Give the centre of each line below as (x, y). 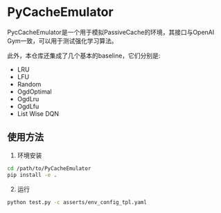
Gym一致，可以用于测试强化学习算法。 (62, 41)
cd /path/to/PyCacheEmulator (49, 168)
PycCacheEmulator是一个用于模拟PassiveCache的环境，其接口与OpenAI (111, 32)
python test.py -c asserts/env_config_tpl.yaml (77, 202)
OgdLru (28, 99)
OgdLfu (28, 106)
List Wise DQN (38, 113)
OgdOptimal (34, 92)
